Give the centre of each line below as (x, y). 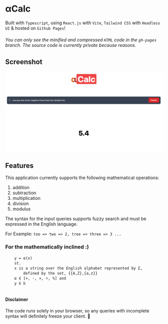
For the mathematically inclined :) (47, 247)
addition (21, 188)
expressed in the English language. (41, 224)
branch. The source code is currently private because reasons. (71, 45)
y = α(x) (23, 258)
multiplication (26, 198)
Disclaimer (17, 300)
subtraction (24, 193)
